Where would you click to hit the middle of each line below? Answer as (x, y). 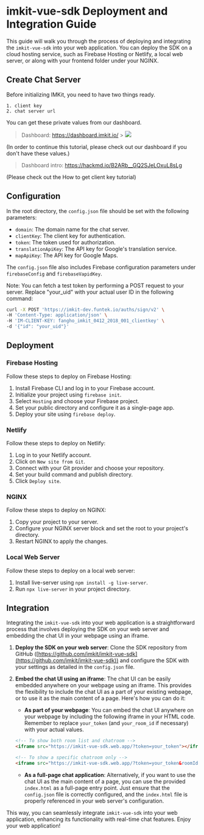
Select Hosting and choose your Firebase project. (77, 401)
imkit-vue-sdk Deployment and (87, 11)
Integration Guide (51, 24)
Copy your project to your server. (57, 522)
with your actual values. (54, 730)
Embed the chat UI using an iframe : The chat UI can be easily (93, 679)
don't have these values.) (38, 153)
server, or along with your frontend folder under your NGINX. (83, 60)
